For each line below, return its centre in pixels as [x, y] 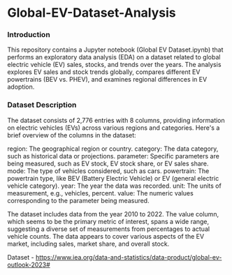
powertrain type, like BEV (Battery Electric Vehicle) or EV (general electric [113, 178]
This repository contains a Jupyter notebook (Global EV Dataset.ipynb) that [115, 50]
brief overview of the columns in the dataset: [72, 135]
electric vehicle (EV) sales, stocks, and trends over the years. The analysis [114, 65]
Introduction [29, 35]
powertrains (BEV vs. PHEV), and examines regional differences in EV [107, 80]
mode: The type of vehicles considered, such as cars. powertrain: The [108, 171]
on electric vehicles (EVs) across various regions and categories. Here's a [114, 128]
